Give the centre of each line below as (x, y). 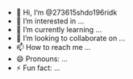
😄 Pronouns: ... (42, 59)
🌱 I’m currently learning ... (59, 29)
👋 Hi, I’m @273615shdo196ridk (66, 12)
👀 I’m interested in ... (50, 21)
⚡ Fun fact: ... (38, 68)
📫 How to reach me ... (53, 47)
